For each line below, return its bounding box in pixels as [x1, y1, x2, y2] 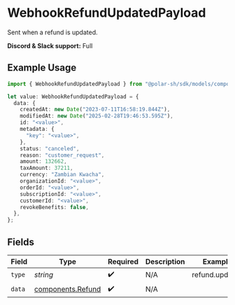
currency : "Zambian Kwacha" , [20, 171, 105, 178]
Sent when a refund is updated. [7, 28, 98, 36]
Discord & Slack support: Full [7, 41, 93, 50]
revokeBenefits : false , [20, 204, 90, 211]
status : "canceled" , [20, 145, 80, 152]
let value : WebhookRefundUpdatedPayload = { [7, 93, 139, 100]
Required [107, 257, 138, 267]
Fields [7, 236, 35, 248]
